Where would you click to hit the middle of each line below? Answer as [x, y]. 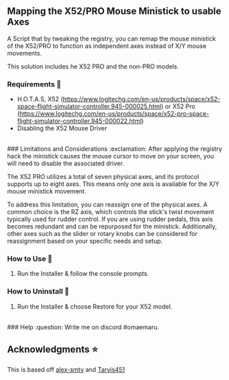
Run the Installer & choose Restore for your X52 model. [95, 306]
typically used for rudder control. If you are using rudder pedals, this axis [110, 219]
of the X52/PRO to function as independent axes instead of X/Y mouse [107, 46]
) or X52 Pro [178, 106]
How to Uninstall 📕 [38, 292]
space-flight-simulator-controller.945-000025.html [89, 106]
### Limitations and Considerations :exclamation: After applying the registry [115, 149]
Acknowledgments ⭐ [52, 349]
